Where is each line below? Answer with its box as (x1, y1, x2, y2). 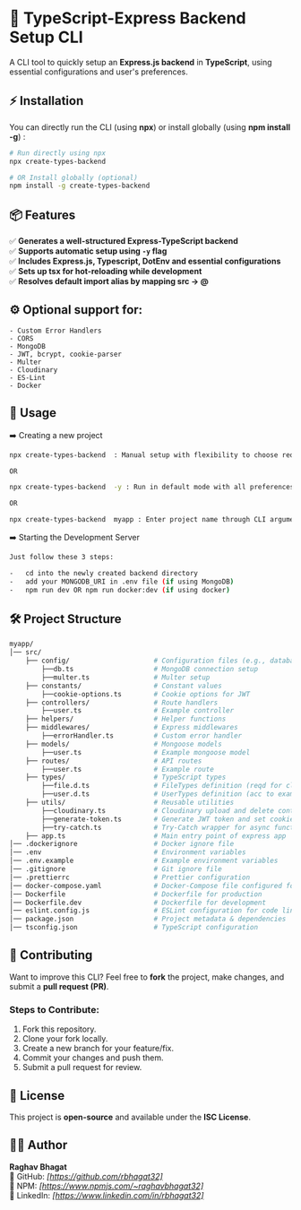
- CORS (9, 333, 34, 343)
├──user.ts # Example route (41, 765, 215, 774)
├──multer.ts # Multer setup (41, 672, 211, 682)
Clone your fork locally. (21, 1033, 108, 1044)
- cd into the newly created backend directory (9, 568, 199, 577)
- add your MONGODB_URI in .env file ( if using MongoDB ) (9, 577, 235, 586)
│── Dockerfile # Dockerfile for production (9, 889, 262, 899)
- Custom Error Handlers (9, 326, 102, 335)
